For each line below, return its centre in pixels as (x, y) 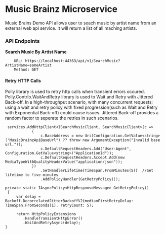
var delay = (28, 197)
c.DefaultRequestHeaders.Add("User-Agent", (86, 149)
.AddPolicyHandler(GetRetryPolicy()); (80, 179)
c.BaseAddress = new (62, 136)
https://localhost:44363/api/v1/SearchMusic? (73, 61)
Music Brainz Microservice (61, 9)
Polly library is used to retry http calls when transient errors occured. (75, 92)
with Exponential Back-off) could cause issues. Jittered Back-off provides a (82, 113)
